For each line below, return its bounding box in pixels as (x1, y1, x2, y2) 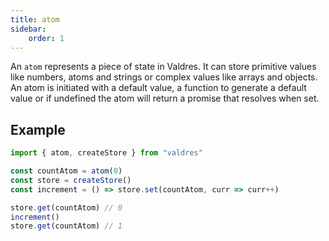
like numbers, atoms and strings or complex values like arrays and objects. (10, 71, 318, 83)
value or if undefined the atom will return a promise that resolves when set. (10, 92, 320, 105)
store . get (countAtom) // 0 (10, 202, 123, 213)
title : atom (10, 14, 60, 25)
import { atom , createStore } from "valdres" (10, 148, 203, 158)
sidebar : (10, 24, 47, 34)
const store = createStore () (10, 175, 132, 185)
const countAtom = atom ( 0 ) (10, 166, 123, 176)
